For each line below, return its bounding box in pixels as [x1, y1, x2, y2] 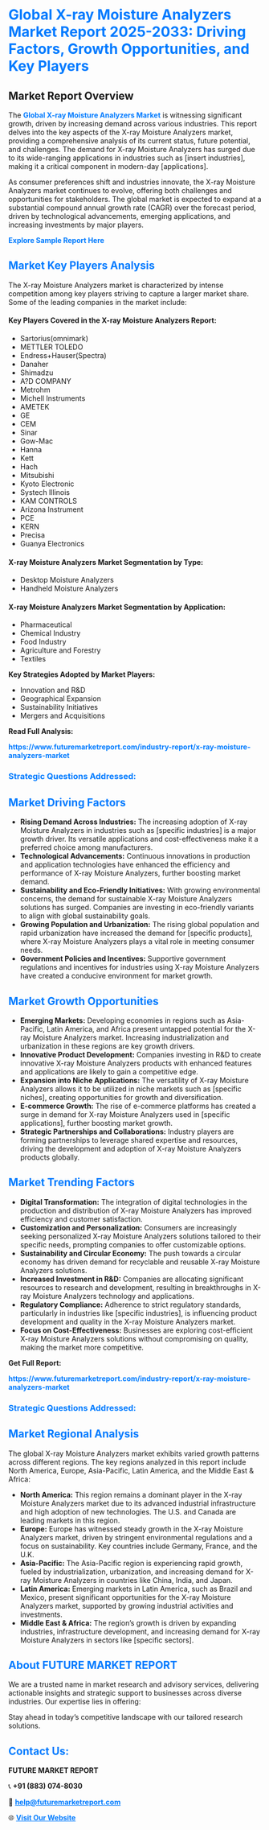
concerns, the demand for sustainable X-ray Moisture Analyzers [19, 894, 233, 904]
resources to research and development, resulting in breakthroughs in [19, 1282, 251, 1292]
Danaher [19, 360, 49, 369]
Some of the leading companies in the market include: [8, 297, 187, 307]
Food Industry [19, 637, 67, 647]
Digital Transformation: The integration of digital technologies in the [19, 1197, 247, 1206]
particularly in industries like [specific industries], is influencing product [19, 1308, 258, 1317]
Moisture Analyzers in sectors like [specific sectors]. [19, 1635, 194, 1645]
